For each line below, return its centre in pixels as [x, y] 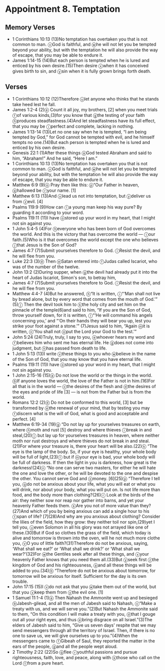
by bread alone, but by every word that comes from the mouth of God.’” [85, 299]
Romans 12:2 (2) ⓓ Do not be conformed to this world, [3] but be [78, 402]
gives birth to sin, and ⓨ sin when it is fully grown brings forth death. [82, 71]
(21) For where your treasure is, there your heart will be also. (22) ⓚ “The [85, 446]
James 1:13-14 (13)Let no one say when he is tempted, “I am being [79, 132]
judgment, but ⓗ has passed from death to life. [59, 348]
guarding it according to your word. [48, 212]
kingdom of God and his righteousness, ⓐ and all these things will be [82, 565]
